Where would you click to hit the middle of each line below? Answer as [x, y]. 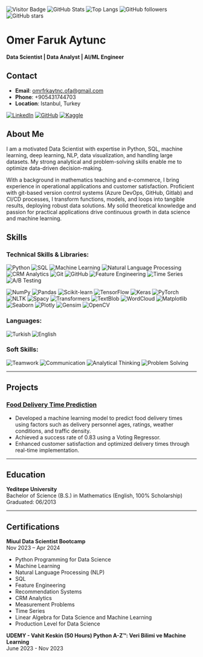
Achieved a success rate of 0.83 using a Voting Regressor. [88, 437]
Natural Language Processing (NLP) [60, 572]
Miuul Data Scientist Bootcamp [46, 541]
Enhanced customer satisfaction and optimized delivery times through [102, 443]
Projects [22, 387]
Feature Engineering [40, 585]
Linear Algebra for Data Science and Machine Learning [83, 618]
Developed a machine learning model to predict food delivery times [99, 418]
